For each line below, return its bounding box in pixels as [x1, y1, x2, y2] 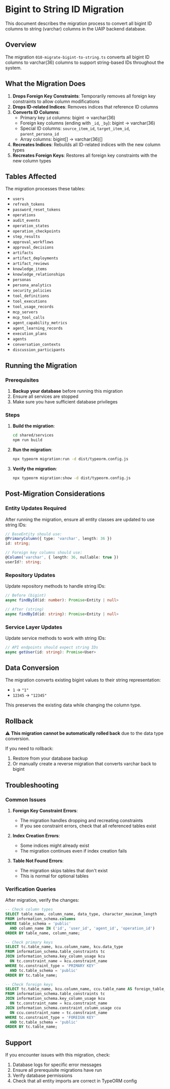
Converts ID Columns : [12, 109, 60, 115]
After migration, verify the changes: [5, 897, 79, 903]
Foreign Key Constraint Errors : [12, 807, 78, 813]
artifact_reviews [12, 261, 50, 266]
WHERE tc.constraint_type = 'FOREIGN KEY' [5, 1015, 96, 1020]
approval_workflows [12, 240, 54, 245]
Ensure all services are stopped [12, 393, 78, 399]
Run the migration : [12, 447, 53, 453]
